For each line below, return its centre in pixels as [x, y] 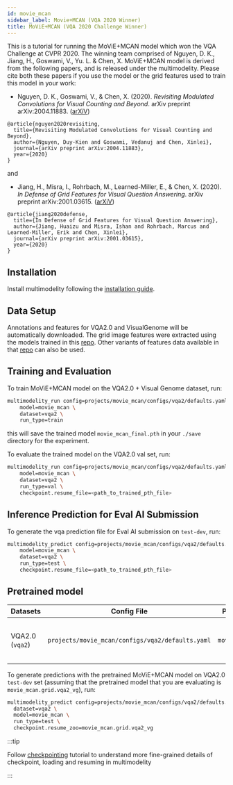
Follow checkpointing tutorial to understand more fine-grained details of [110, 755]
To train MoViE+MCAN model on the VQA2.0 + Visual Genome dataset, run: [115, 388]
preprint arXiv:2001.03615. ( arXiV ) [66, 201]
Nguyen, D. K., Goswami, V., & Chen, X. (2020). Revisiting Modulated [115, 97]
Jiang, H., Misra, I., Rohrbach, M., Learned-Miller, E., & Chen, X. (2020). [119, 187]
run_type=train [42, 420]
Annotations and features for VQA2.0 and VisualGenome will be [98, 328]
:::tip [14, 741]
